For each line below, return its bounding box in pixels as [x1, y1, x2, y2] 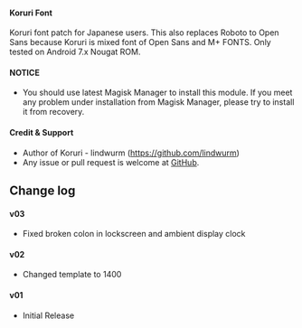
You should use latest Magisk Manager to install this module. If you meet [22, 87, 293, 98]
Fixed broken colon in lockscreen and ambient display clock [22, 229, 246, 239]
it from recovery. [22, 107, 85, 117]
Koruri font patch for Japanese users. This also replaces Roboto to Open [9, 27, 279, 38]
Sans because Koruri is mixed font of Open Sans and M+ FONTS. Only [9, 37, 271, 48]
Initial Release [22, 310, 75, 321]
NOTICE [9, 67, 41, 78]
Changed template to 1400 [22, 269, 122, 280]
